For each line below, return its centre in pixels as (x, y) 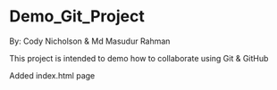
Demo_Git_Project (77, 16)
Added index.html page (52, 75)
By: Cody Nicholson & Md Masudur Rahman (90, 41)
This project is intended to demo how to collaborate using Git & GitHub (139, 58)
